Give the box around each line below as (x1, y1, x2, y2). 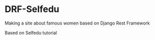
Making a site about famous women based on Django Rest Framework (5, 20, 150, 26)
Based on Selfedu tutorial (5, 29, 57, 35)
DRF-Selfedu (5, 3, 60, 15)
